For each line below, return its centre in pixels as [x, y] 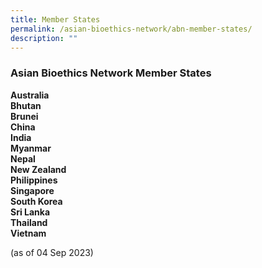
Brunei [24, 116]
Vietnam [28, 233]
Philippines [34, 180]
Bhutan [26, 105]
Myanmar [31, 148]
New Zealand [38, 169]
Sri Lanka [30, 212]
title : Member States [55, 19]
